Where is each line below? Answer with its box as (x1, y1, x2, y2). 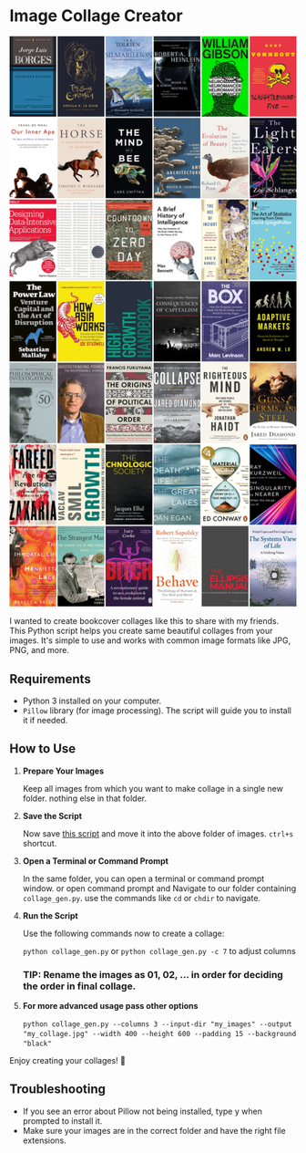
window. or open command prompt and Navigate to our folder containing (22, 882, 297, 894)
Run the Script (22, 909, 79, 921)
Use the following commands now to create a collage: (22, 928, 225, 939)
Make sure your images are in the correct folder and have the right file (22, 1125, 286, 1136)
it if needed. (22, 714, 68, 725)
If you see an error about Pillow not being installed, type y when (22, 1106, 262, 1117)
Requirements (9, 671, 91, 687)
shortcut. (22, 837, 57, 848)
